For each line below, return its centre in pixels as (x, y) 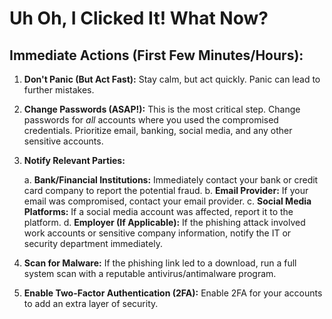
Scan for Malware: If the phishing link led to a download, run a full (160, 263)
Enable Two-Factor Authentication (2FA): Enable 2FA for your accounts (173, 293)
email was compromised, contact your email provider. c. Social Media (167, 201)
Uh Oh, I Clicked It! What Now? (139, 18)
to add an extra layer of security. (91, 303)
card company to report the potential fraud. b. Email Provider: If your (166, 190)
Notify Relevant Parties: (74, 160)
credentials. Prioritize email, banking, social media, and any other (158, 130)
